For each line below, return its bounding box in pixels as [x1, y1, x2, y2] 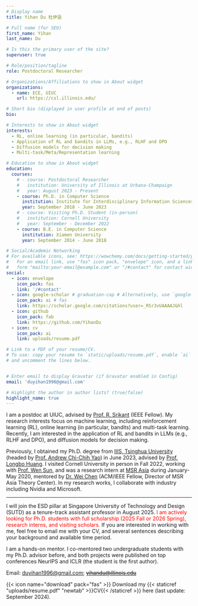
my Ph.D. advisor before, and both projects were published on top [6, 552, 166, 559]
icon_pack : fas [16, 281, 54, 287]
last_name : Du [6, 36, 41, 42]
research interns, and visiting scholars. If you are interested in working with [6, 521, 189, 529]
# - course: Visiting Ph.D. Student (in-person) [16, 210, 138, 216]
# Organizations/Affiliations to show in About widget [6, 79, 144, 85]
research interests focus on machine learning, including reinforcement [6, 417, 177, 424]
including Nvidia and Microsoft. [6, 485, 82, 492]
